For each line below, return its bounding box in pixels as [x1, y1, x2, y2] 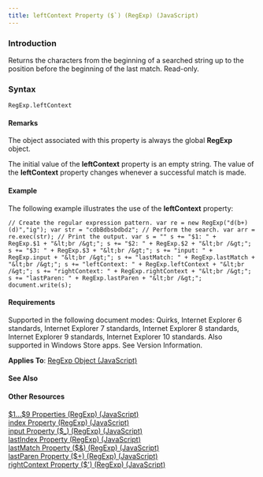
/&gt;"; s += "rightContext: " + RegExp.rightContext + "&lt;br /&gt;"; [8, 267, 252, 275]
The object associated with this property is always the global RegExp [8, 136, 233, 145]
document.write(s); [8, 281, 72, 289]
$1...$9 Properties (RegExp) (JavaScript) [8, 409, 139, 419]
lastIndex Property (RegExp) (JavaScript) [8, 434, 142, 444]
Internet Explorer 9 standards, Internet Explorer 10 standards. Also [8, 332, 223, 341]
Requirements [8, 298, 56, 307]
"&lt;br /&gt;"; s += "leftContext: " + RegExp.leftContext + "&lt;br [8, 260, 245, 269]
